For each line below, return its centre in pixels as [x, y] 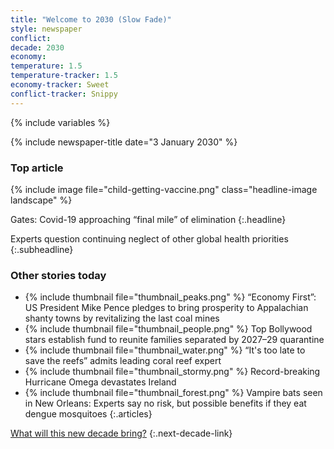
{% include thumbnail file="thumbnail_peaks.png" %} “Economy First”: [170, 297]
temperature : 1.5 [46, 66]
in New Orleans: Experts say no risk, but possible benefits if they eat [165, 403]
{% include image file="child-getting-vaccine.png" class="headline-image [164, 189]
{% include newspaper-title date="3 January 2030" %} [124, 142]
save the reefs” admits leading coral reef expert [123, 361]
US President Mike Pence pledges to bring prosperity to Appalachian [166, 308]
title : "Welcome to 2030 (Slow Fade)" [91, 19]
